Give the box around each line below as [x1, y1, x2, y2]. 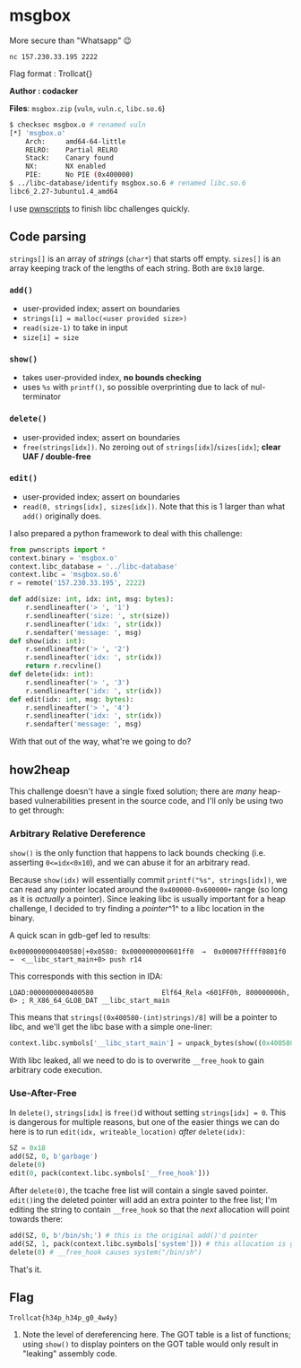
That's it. [9, 1264, 42, 1275]
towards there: [9, 1213, 64, 1224]
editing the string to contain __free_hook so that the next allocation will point [9, 1204, 290, 1215]
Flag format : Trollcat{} [9, 68, 93, 79]
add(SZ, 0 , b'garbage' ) [9, 1152, 99, 1162]
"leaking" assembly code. [21, 1348, 118, 1359]
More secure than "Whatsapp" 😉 [9, 35, 133, 46]
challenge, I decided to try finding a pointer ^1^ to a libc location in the [9, 903, 265, 914]
